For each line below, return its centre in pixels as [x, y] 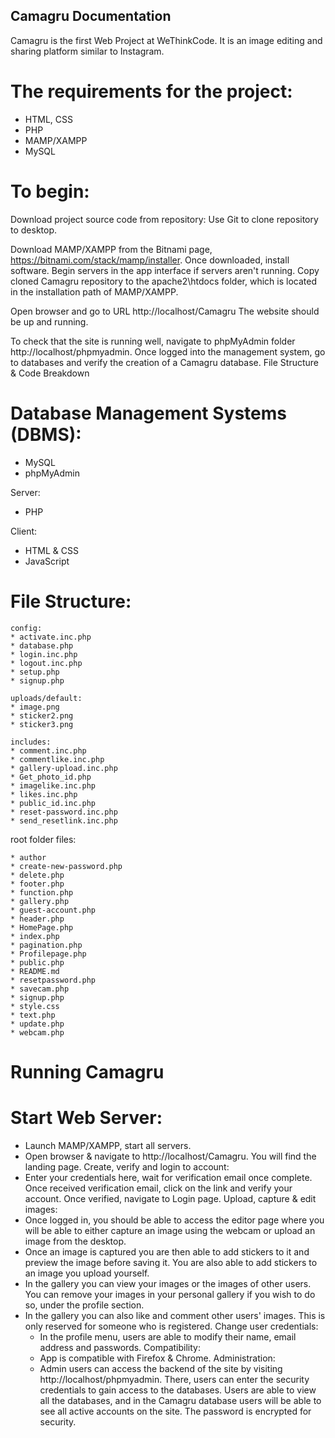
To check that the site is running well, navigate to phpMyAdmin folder [153, 341]
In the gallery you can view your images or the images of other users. [168, 1283]
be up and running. [49, 321]
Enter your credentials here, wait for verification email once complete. [168, 1177]
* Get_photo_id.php [51, 777]
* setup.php [35, 672]
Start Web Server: [86, 1117]
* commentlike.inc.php [57, 759]
